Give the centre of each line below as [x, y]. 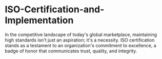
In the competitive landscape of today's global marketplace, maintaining [81, 34]
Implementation [39, 20]
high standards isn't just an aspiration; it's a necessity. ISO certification [80, 40]
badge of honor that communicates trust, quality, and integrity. [71, 51]
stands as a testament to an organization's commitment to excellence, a [81, 45]
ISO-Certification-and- [55, 9]
